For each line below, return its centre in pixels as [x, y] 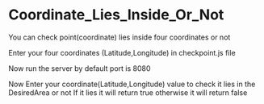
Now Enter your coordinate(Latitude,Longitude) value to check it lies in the [132, 84]
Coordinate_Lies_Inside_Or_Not [116, 15]
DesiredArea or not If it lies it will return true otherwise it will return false [128, 92]
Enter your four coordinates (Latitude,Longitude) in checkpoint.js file [122, 52]
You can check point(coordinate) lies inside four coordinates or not [119, 37]
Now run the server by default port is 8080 [80, 68]
